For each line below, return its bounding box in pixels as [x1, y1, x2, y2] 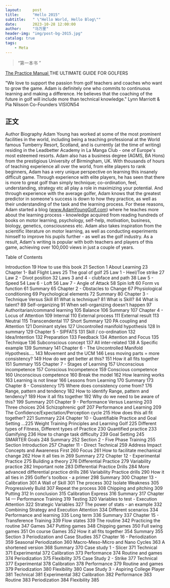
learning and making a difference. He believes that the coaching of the [5, 90, 153, 96]
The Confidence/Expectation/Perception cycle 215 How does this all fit [5, 410, 153, 416]
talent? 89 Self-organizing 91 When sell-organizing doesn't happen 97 [5, 302, 152, 308]
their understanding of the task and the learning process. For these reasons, [5, 201, 165, 207]
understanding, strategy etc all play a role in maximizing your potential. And [5, 185, 163, 191]
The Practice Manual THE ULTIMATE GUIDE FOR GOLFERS [5, 70, 128, 76]
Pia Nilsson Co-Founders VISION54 [5, 101, 80, 107]
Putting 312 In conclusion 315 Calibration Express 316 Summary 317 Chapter [5, 491, 164, 497]
